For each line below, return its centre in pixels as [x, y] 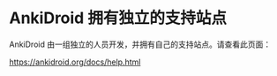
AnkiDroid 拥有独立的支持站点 [118, 18]
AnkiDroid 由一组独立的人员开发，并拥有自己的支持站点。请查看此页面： [140, 44]
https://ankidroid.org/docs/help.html [75, 62]
